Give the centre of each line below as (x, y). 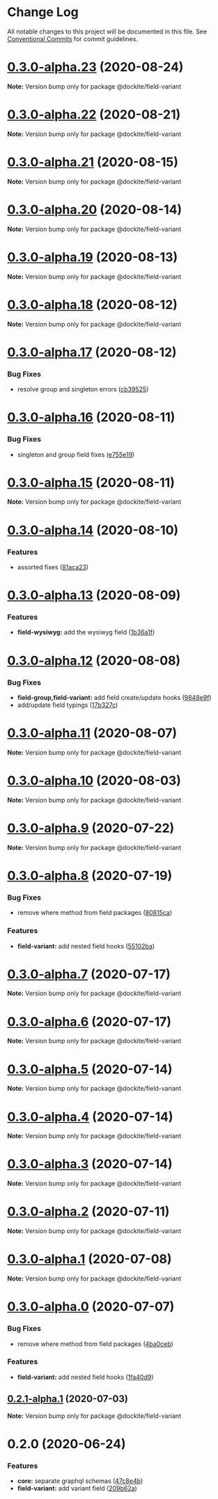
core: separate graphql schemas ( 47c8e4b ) (80, 1481)
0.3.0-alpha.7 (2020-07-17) (89, 974)
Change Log (43, 12)
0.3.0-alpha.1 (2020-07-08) (89, 1259)
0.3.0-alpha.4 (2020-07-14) (90, 1117)
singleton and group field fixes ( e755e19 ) (76, 454)
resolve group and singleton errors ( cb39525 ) (83, 389)
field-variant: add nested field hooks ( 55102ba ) (86, 946)
